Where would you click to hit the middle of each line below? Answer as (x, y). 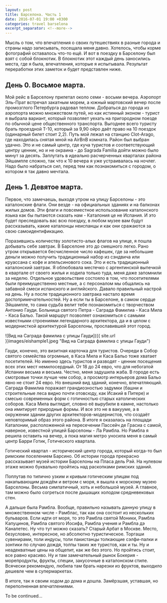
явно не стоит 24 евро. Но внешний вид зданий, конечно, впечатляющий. (84, 382)
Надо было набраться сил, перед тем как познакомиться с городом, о (81, 166)
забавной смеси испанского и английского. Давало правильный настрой (83, 289)
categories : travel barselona (37, 24)
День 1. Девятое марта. (44, 187)
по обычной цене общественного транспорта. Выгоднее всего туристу (81, 124)
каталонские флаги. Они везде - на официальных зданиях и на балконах (83, 204)
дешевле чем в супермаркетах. (39, 571)
